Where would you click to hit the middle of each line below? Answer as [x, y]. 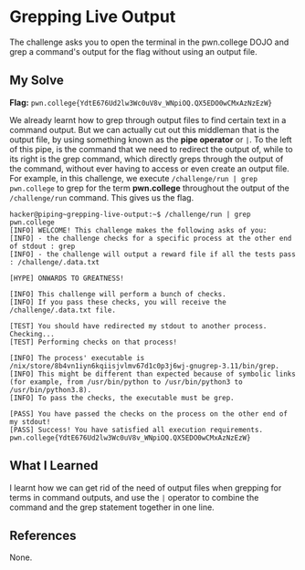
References [43, 535]
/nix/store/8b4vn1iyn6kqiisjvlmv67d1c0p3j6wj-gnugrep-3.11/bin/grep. [145, 366]
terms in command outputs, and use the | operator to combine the [134, 497]
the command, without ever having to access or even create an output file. [149, 168]
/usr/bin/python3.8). [51, 389]
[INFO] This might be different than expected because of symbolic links [153, 374]
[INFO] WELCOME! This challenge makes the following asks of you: [138, 230]
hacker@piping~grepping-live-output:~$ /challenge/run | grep [130, 214]
